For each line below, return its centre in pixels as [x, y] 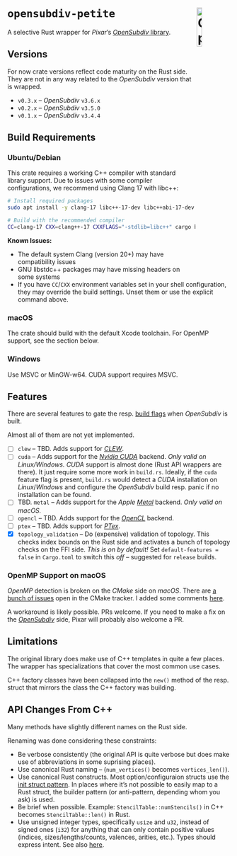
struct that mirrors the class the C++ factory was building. [92, 687]
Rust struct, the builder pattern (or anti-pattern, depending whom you [119, 792]
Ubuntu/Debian [34, 158]
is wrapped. [25, 86]
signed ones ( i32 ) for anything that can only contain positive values [116, 829]
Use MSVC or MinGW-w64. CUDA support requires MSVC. [93, 375]
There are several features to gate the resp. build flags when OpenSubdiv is [117, 413]
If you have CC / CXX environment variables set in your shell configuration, [122, 284]
